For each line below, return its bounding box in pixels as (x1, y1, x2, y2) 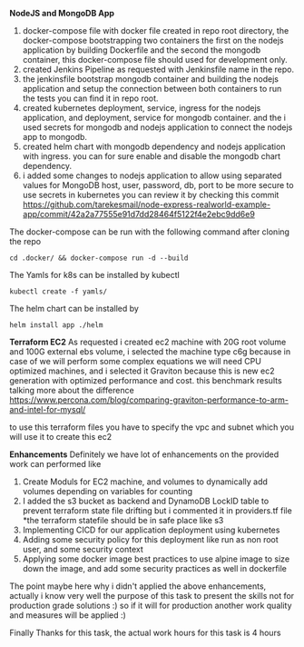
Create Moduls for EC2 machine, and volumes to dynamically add (22, 476, 268, 487)
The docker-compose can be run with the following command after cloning (9, 226, 290, 237)
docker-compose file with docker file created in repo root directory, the (22, 25, 289, 35)
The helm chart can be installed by (9, 304, 139, 314)
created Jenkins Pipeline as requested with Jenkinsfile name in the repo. (22, 64, 295, 75)
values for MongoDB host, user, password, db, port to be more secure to (22, 180, 294, 190)
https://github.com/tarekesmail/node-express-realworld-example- (22, 199, 270, 210)
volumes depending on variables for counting (22, 486, 193, 496)
